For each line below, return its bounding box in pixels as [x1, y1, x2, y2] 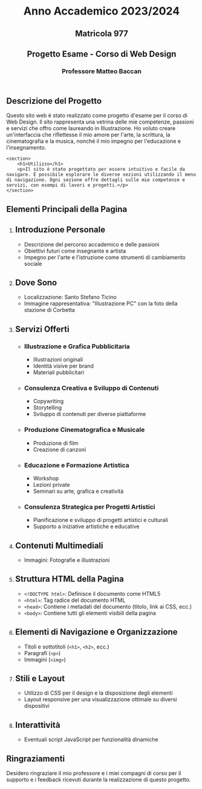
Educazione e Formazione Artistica [24, 461, 130, 469]
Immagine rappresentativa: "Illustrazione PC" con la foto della [24, 300, 178, 307]
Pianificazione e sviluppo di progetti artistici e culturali [33, 517, 168, 524]
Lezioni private [33, 481, 71, 488]
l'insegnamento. [6, 144, 47, 151]
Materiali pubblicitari [33, 369, 85, 376]
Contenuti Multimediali [15, 540, 103, 550]
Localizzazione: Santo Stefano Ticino [24, 294, 117, 301]
